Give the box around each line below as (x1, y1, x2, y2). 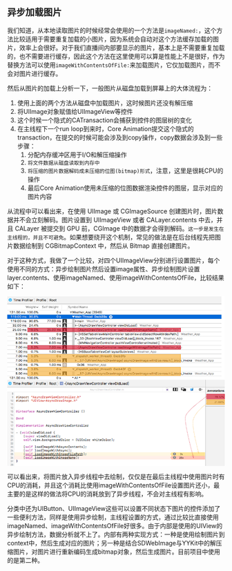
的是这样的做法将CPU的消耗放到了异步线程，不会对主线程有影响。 (19, 490, 208, 499)
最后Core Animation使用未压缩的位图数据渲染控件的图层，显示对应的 (27, 184, 223, 192)
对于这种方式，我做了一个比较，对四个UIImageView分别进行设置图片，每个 (7, 256, 220, 264)
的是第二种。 (7, 557, 43, 565)
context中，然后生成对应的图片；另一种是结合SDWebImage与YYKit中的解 (7, 539, 216, 548)
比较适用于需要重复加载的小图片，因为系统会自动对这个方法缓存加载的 (12, 35, 213, 43)
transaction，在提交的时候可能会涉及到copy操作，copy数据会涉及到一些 (17, 133, 223, 142)
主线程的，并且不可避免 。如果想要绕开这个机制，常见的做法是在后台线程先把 (7, 233, 215, 241)
